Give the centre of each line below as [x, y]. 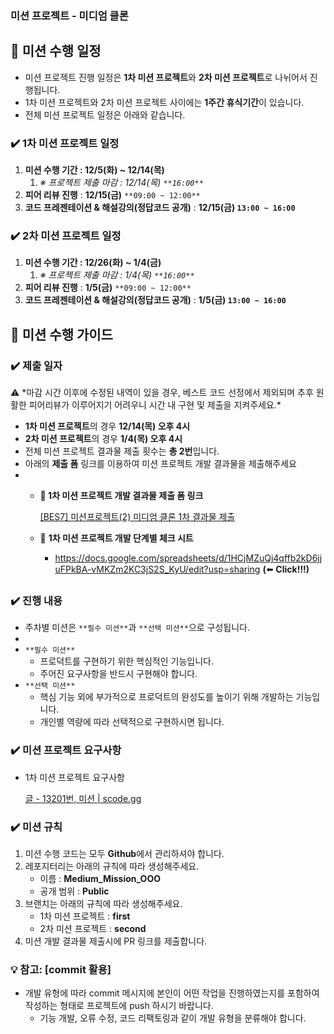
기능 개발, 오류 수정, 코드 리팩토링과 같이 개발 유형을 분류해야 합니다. [173, 1018]
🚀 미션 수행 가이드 [61, 334]
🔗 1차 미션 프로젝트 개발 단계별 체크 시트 [116, 538]
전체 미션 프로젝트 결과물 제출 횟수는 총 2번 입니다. [122, 451]
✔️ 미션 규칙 [36, 827]
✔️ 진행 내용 [36, 600]
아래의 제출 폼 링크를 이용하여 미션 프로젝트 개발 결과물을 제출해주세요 [160, 464]
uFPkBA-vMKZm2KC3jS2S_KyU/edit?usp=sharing [157, 569]
